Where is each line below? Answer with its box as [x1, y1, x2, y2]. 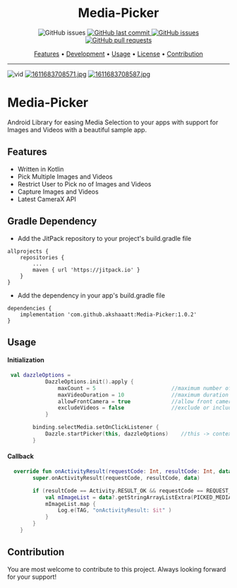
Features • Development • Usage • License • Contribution [34, 49, 203, 58]
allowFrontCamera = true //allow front [57, 398, 213, 405]
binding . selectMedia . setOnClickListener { [32, 424, 159, 431]
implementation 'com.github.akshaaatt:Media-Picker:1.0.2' [20, 311, 197, 318]
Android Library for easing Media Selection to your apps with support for [7, 118, 219, 127]
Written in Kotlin [17, 165, 64, 173]
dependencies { [7, 305, 52, 312]
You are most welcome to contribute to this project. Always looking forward [7, 565, 226, 573]
